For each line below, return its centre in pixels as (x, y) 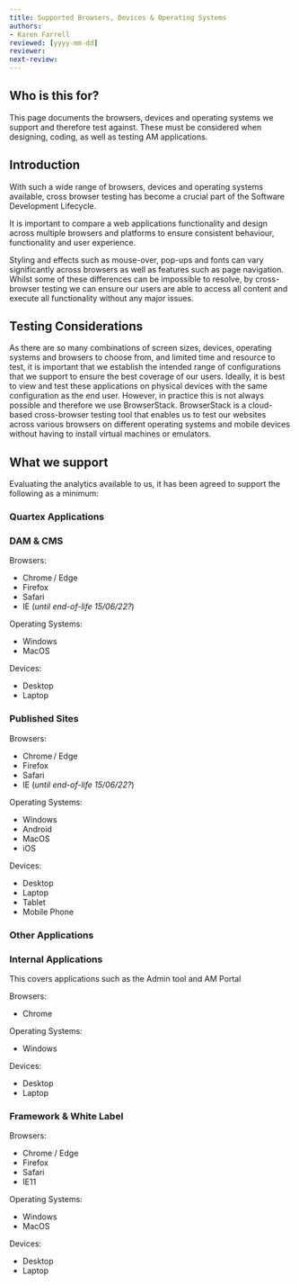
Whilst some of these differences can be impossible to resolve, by (132, 279)
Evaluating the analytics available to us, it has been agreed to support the (145, 484)
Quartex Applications (57, 517)
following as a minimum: (54, 494)
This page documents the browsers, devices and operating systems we (141, 117)
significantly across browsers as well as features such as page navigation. (147, 269)
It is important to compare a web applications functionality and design (138, 223)
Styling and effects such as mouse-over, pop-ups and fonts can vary (136, 260)
